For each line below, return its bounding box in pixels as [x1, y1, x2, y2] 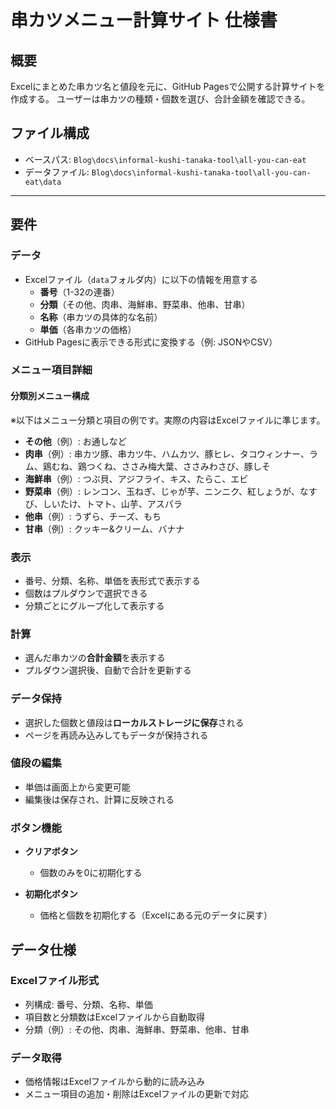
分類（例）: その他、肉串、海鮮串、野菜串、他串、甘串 [24, 1023, 250, 1035]
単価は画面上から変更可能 [24, 781, 131, 793]
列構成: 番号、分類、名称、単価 [24, 998, 153, 1010]
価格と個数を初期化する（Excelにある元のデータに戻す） [39, 909, 273, 921]
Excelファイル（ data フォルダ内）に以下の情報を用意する [24, 273, 258, 285]
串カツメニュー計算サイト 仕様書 [10, 9, 278, 32]
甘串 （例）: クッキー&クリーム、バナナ [24, 522, 185, 535]
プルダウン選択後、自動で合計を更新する [24, 664, 192, 676]
